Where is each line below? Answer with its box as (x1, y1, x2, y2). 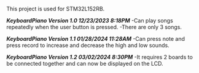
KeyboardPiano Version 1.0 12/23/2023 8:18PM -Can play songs (6, 17, 173, 24)
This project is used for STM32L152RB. (6, 5, 105, 12)
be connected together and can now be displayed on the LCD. (6, 60, 164, 67)
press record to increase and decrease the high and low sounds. (6, 42, 170, 49)
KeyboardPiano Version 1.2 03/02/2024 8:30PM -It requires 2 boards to (6, 54, 193, 60)
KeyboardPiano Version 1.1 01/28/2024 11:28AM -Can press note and (6, 35, 185, 42)
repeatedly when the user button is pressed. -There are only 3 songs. (6, 24, 182, 30)
